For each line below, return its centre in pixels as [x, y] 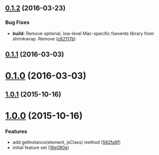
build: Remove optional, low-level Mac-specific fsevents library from [83, 33]
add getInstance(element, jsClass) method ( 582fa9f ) [66, 142]
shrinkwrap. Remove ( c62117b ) [44, 38]
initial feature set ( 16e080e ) [41, 147]
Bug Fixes [17, 22]
